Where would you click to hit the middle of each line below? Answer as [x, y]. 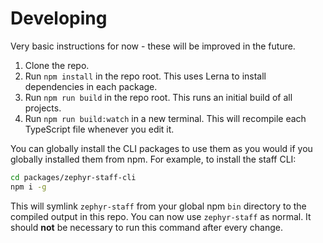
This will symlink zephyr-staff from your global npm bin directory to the [158, 206]
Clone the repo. [57, 65]
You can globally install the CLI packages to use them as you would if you [161, 148]
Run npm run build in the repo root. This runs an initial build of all [158, 97]
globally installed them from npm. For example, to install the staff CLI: [153, 159]
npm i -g [28, 187]
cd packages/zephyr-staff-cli [73, 177]
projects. [43, 108]
